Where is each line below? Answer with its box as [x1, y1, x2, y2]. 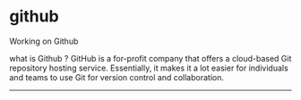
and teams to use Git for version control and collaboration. [9, 71, 224, 82]
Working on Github [9, 36, 79, 46]
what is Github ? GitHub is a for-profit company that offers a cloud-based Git [9, 53, 292, 63]
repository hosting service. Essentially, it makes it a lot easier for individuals [9, 62, 288, 73]
